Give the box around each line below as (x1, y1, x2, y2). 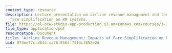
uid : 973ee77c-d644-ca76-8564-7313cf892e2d (5, 40, 100, 45)
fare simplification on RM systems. (10, 17, 88, 22)
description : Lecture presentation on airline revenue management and (5, 12, 159, 17)
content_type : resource (5, 7, 56, 13)
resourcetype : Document (5, 31, 56, 36)
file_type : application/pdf (5, 26, 66, 31)
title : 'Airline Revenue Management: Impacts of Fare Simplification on (5, 36, 164, 41)
